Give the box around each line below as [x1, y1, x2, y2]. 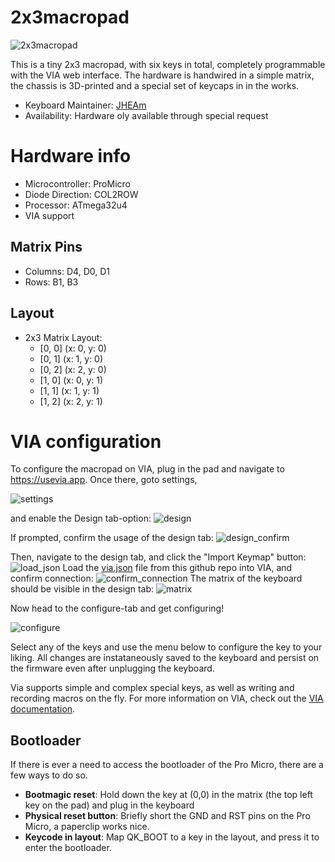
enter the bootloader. [24, 842, 112, 854]
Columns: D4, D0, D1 [24, 265, 110, 277]
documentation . [10, 703, 76, 715]
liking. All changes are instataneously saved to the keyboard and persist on [10, 652, 320, 664]
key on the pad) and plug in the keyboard [24, 799, 195, 811]
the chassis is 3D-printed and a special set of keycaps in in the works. [10, 79, 300, 91]
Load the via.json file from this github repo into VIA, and [62, 562, 293, 574]
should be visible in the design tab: [10, 583, 154, 595]
